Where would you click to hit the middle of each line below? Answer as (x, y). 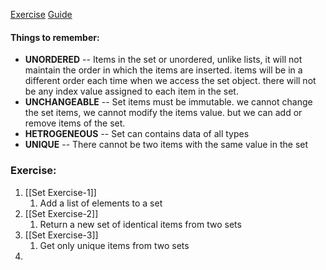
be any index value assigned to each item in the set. (131, 91)
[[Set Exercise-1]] (60, 192)
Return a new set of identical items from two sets (140, 224)
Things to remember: (55, 37)
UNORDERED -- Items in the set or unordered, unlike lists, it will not (163, 60)
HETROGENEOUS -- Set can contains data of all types (137, 134)
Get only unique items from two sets (114, 245)
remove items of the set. (75, 123)
